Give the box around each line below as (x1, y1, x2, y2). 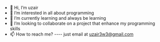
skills (9, 26, 21, 32)
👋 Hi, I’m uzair (9, 5, 39, 10)
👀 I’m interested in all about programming (9, 10, 94, 16)
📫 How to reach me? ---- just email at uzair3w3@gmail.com (9, 31, 134, 37)
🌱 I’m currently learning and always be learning (9, 15, 107, 21)
